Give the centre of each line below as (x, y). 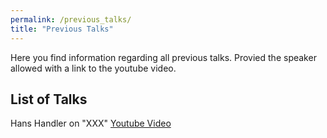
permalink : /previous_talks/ (71, 19)
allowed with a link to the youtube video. (93, 68)
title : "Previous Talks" (62, 29)
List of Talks (49, 99)
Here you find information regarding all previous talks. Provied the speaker (163, 57)
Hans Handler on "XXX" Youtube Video (91, 123)
